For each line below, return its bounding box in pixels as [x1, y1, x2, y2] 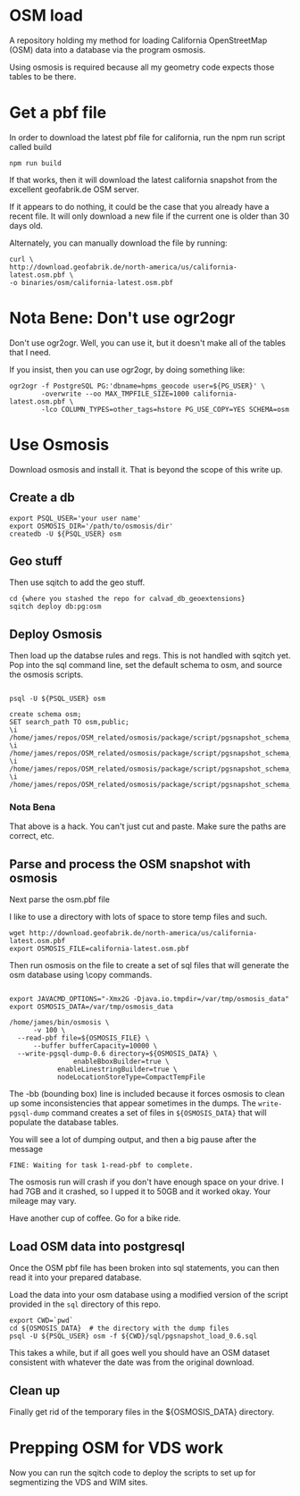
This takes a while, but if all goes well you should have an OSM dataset [9, 1348, 271, 1358]
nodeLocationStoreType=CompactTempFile [56, 1073, 205, 1082]
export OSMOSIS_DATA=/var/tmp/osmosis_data [9, 1002, 174, 1012]
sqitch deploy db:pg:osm [9, 602, 102, 612]
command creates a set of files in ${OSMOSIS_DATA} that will [51, 1107, 267, 1118]
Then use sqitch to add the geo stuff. [9, 577, 146, 588]
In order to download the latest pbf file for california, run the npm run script [9, 131, 286, 143]
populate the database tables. [9, 1117, 119, 1128]
